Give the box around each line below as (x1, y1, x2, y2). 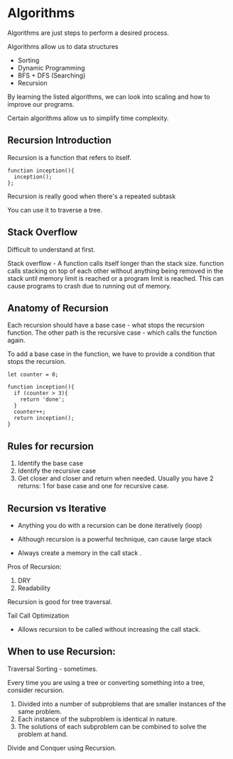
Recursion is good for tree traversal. (7, 598, 112, 605)
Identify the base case (17, 459, 84, 468)
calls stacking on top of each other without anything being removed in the (7, 267, 224, 275)
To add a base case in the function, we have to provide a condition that (7, 350, 215, 358)
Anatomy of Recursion (7, 302, 109, 314)
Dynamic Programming (17, 63, 85, 72)
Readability (17, 584, 51, 592)
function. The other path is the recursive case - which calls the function (7, 328, 217, 337)
